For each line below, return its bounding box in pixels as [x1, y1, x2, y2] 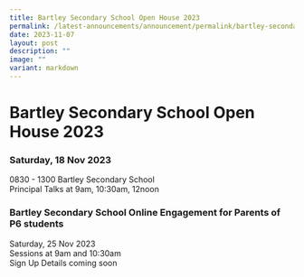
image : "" [9, 55, 47, 64]
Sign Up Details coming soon [9, 257, 118, 268]
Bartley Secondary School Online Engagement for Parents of [9, 207, 281, 219]
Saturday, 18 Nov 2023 [9, 153, 111, 166]
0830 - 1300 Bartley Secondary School [9, 174, 156, 185]
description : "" [9, 47, 71, 56]
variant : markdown [9, 64, 79, 73]
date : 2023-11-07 [9, 30, 75, 39]
